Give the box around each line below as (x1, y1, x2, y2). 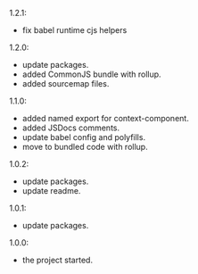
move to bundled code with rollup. (21, 142, 149, 152)
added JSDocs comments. (21, 122, 120, 133)
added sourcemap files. (21, 79, 110, 88)
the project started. (21, 254, 94, 265)
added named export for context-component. (21, 113, 189, 123)
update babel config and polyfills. (21, 132, 145, 142)
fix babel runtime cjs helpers (21, 25, 128, 35)
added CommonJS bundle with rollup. (21, 69, 162, 79)
